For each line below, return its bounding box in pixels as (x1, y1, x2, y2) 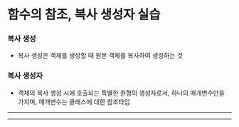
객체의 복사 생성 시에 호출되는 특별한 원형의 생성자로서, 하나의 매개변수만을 (17, 88, 225, 97)
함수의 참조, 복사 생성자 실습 (7, 6, 161, 23)
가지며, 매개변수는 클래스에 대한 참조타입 (17, 97, 130, 106)
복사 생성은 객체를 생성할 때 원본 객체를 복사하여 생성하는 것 (17, 51, 184, 60)
